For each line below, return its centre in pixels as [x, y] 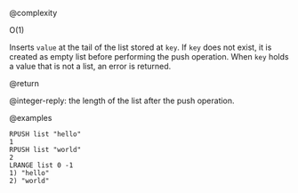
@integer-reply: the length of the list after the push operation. [122, 101]
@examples [31, 118]
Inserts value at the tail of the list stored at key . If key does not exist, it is [141, 47]
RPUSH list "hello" [45, 134]
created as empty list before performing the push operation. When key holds [149, 56]
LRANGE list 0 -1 [41, 165]
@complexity [33, 13]
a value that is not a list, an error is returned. [90, 66]
